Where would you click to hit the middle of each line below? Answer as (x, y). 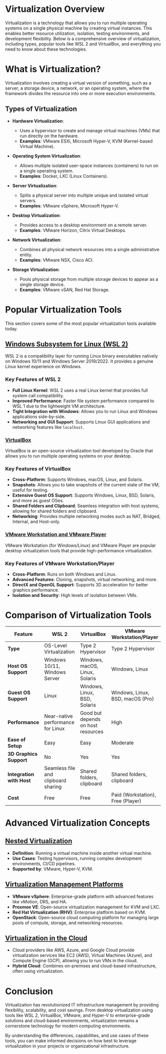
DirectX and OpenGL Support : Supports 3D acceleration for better (80, 584)
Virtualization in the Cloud (46, 938)
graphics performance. (36, 590)
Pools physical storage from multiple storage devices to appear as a (89, 279)
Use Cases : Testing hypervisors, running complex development (77, 858)
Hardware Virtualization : (38, 121)
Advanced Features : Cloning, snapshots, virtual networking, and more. (85, 579)
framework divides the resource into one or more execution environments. (81, 93)
